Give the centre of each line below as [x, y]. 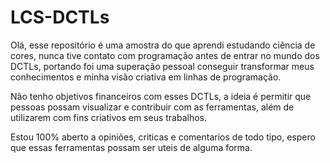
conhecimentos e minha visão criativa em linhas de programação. [146, 77]
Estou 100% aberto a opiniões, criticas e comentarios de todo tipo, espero [163, 137]
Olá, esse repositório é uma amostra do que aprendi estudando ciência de [163, 45]
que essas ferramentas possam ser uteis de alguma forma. [131, 147]
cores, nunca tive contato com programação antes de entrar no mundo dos [165, 55]
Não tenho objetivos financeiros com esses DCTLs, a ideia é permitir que [161, 96]
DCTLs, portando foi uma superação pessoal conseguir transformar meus [162, 66]
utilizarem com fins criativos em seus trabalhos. [109, 117]
